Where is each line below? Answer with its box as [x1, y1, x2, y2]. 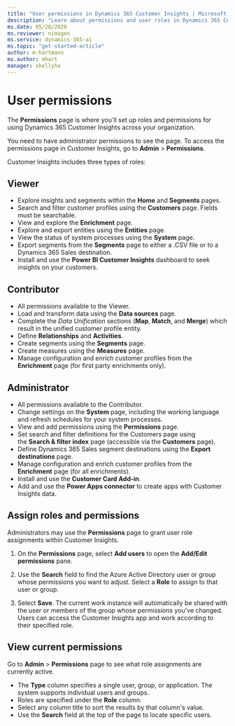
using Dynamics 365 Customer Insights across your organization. [7, 123, 196, 131]
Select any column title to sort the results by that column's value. [17, 703, 205, 711]
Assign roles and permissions [7, 510, 140, 522]
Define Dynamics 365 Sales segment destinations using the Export [17, 445, 211, 453]
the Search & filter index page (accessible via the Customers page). [17, 438, 216, 446]
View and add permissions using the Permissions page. [17, 422, 180, 431]
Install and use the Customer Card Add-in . [17, 475, 141, 483]
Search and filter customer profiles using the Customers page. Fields [17, 204, 218, 212]
